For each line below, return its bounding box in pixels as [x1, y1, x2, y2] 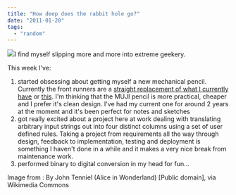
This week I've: [7, 64, 51, 73]
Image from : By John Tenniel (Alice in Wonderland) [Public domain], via [7, 173, 216, 182]
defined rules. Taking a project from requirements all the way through [17, 130, 219, 138]
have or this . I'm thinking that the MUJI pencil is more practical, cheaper [17, 92, 227, 101]
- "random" [13, 30, 46, 37]
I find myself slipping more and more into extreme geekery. [14, 50, 186, 58]
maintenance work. [17, 152, 74, 161]
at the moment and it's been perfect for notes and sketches [17, 107, 190, 116]
